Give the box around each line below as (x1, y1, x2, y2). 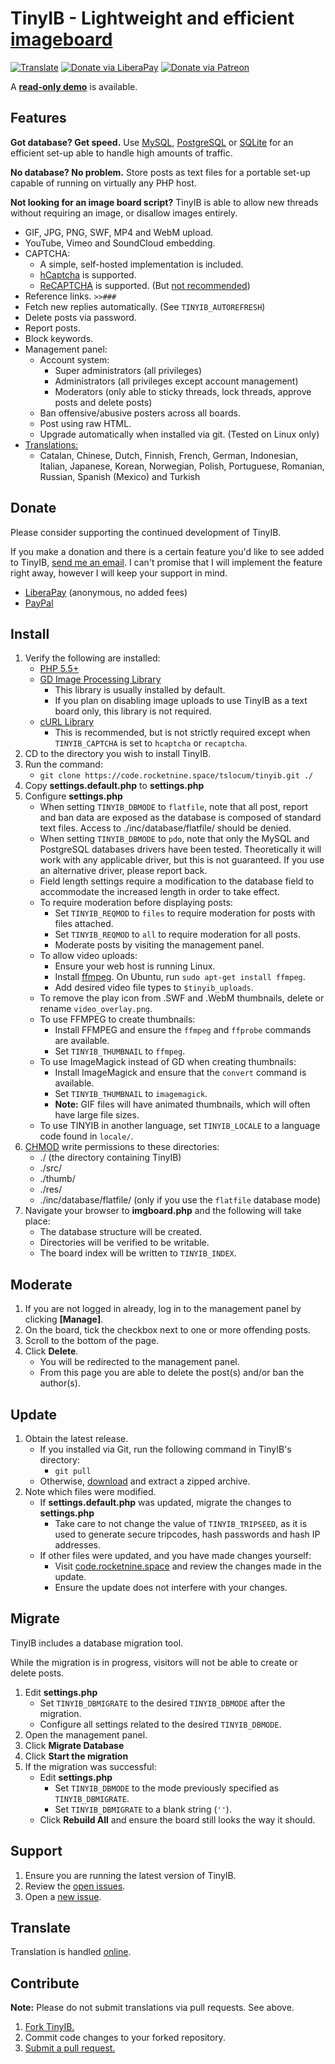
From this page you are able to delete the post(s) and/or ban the (39, 1367, 305, 1379)
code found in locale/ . (39, 1130, 134, 1142)
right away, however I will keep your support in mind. (10, 567, 228, 579)
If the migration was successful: (24, 1760, 157, 1772)
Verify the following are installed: (24, 652, 161, 664)
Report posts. (24, 322, 81, 334)
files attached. (54, 918, 114, 930)
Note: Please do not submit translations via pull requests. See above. (10, 2002, 295, 2014)
